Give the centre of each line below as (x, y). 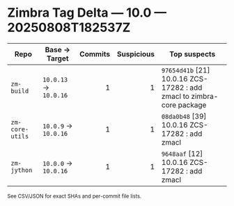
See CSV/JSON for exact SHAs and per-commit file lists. (74, 196)
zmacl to (175, 96)
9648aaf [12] (182, 153)
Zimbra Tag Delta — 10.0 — (87, 13)
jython (22, 170)
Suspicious (136, 54)
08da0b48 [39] (184, 116)
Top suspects (193, 54)
